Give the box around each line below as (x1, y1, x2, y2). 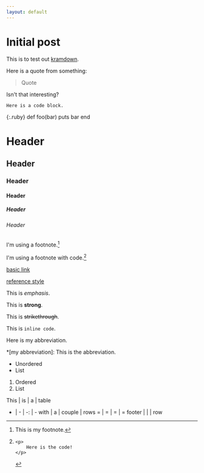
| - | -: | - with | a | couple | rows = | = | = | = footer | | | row (15, 408, 163, 416)
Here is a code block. (6, 102, 64, 108)
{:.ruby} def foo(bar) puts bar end (6, 113, 90, 121)
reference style (6, 278, 44, 285)
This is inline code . (6, 324, 56, 332)
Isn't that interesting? (6, 91, 59, 98)
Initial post (6, 35, 61, 49)
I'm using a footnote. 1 (6, 240, 60, 248)
